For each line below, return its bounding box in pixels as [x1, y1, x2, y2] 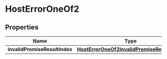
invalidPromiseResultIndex [7, 46, 73, 53]
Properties [5, 23, 39, 31]
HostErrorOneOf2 [5, 3, 80, 15]
